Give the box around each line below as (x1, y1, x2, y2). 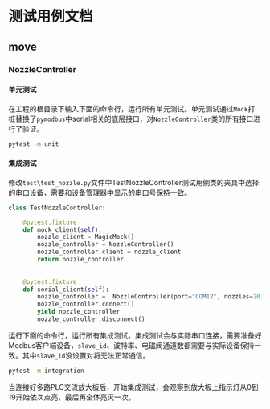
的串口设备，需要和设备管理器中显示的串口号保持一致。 (8, 188, 191, 197)
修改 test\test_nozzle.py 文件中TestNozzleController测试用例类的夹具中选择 (8, 177, 260, 187)
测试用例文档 (8, 7, 94, 26)
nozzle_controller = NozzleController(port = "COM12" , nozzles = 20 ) (37, 293, 264, 301)
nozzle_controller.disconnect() (37, 315, 146, 323)
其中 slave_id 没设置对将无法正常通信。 (22, 350, 150, 360)
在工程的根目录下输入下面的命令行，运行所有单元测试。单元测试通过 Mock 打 (8, 103, 256, 113)
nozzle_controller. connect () (37, 300, 135, 309)
